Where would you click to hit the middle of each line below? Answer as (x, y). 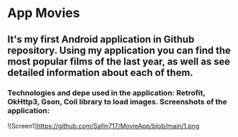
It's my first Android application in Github (101, 39)
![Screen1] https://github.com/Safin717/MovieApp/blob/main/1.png (103, 126)
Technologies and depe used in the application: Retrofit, (106, 92)
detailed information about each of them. (100, 72)
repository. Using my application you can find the (119, 50)
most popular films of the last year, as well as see (119, 61)
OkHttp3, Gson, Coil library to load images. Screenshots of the (117, 102)
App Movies (44, 13)
